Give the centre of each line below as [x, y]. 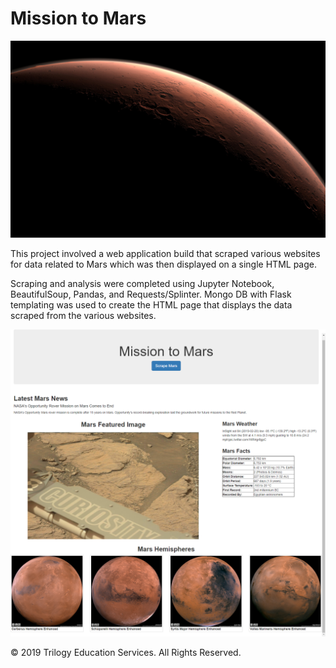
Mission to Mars [78, 18]
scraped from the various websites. [83, 315]
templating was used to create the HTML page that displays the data [151, 304]
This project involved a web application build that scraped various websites [165, 253]
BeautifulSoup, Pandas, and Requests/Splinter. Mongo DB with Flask [151, 294]
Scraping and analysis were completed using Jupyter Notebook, [142, 283]
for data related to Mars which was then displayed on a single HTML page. [163, 264]
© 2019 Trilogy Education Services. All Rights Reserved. [126, 653]
